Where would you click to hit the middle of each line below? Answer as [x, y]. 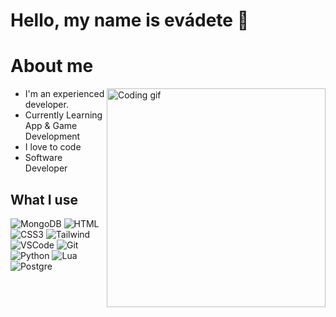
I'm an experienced [64, 94]
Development [52, 136]
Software [43, 158]
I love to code [53, 147]
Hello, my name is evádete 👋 [130, 20]
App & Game [51, 126]
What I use [44, 199]
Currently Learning [63, 115]
